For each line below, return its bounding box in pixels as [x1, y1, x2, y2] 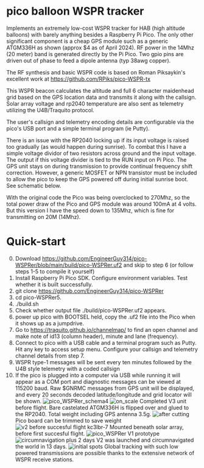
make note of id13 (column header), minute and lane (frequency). [15, 333, 178, 340]
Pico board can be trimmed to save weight [15, 417, 122, 424]
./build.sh [15, 300, 39, 308]
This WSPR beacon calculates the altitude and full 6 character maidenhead [6, 87, 194, 94]
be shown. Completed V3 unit [15, 397, 187, 405]
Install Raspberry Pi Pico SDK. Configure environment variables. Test [15, 274, 188, 281]
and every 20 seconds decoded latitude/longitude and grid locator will [15, 391, 192, 398]
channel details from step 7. [15, 352, 85, 359]
